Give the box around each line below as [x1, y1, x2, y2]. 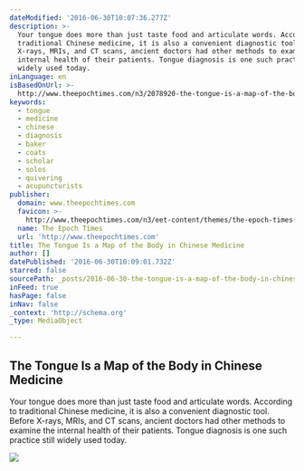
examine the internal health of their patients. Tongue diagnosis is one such [9, 425, 288, 436]
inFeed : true [9, 283, 59, 292]
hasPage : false [9, 291, 67, 300]
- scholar [17, 156, 54, 166]
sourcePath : [9, 274, 54, 284]
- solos [17, 165, 47, 174]
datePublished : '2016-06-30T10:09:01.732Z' [9, 257, 176, 267]
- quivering [17, 173, 63, 182]
